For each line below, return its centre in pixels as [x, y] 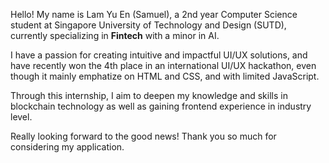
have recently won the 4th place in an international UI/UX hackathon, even [163, 65]
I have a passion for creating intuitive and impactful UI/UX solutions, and [159, 55]
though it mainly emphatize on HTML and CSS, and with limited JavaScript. [165, 76]
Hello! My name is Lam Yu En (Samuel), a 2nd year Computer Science [154, 14]
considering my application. [67, 147]
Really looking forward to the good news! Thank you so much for [143, 136]
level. [21, 117]
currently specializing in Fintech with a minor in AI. [115, 35]
